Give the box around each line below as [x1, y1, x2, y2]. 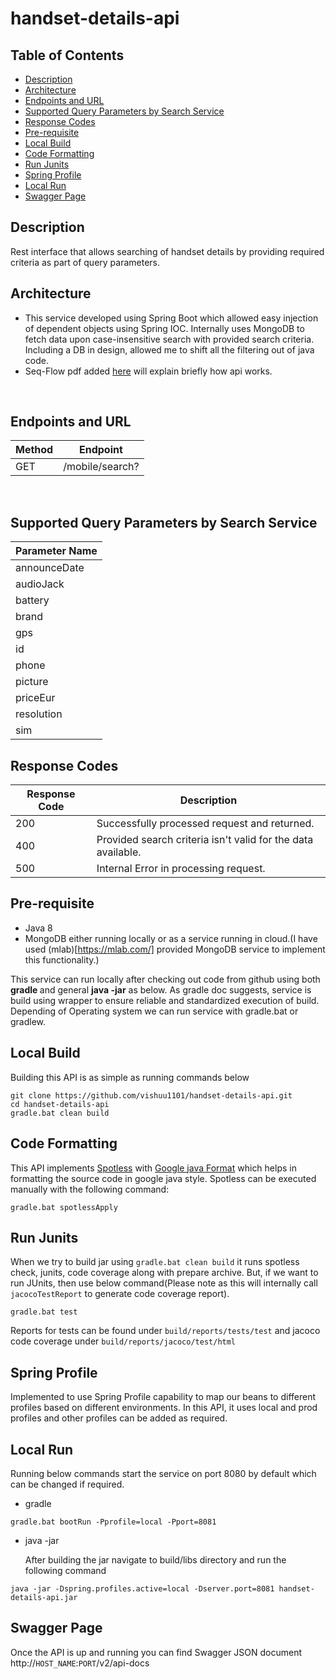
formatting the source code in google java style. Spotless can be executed [10, 1172, 317, 1184]
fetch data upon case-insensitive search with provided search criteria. [24, 333, 315, 345]
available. [96, 845, 142, 859]
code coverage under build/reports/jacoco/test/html [10, 1335, 237, 1347]
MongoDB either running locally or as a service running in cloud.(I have [24, 932, 318, 944]
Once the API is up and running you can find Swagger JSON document [10, 1646, 303, 1658]
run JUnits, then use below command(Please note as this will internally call [10, 1277, 318, 1289]
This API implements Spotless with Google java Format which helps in [10, 1162, 297, 1174]
